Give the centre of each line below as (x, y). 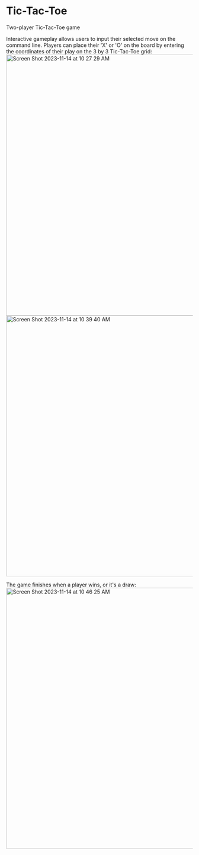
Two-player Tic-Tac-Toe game (43, 27)
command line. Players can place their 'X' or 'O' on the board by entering (95, 45)
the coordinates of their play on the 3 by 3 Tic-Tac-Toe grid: (79, 51)
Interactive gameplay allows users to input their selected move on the (91, 39)
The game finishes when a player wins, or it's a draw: (71, 585)
